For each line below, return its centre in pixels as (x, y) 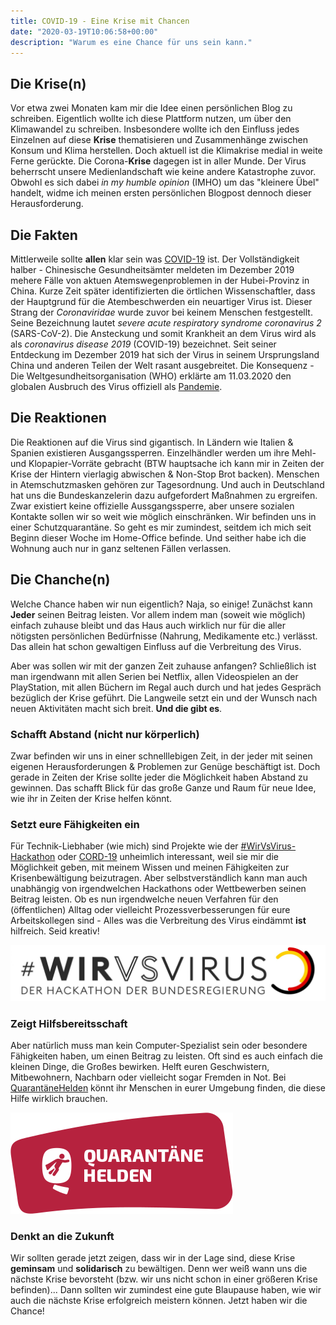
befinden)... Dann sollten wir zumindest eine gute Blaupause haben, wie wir (166, 1290)
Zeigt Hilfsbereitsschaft (69, 1023)
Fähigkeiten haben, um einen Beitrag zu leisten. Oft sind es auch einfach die (166, 1056)
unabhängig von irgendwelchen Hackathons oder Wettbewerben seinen (158, 889)
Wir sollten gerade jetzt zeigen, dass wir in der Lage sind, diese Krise (153, 1258)
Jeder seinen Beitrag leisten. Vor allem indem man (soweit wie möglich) (158, 614)
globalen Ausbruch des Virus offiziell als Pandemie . (116, 386)
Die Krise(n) (48, 83)
